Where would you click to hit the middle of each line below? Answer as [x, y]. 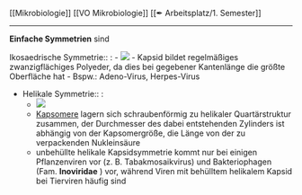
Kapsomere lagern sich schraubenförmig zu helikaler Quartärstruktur [164, 114]
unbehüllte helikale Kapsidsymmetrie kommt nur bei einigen [147, 152]
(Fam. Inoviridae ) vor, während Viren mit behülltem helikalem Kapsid [164, 171]
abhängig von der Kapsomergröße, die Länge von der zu [140, 133]
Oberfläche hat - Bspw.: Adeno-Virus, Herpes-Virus [105, 76]
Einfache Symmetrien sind [59, 39]
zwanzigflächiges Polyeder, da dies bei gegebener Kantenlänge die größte [147, 67]
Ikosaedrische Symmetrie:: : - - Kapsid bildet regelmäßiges [124, 57]
